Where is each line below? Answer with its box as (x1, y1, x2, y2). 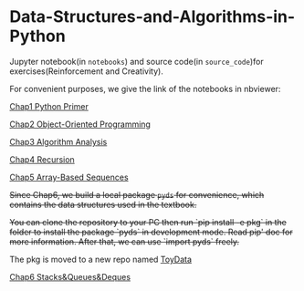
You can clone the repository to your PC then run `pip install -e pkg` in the (9, 216, 288, 227)
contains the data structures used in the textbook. (9, 199, 197, 210)
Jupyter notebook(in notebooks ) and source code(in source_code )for (9, 56, 264, 67)
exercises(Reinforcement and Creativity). (9, 66, 164, 77)
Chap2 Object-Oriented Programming (9, 119, 151, 130)
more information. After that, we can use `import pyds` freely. (9, 235, 240, 247)
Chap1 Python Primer (9, 100, 89, 111)
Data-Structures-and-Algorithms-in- (9, 6, 296, 27)
